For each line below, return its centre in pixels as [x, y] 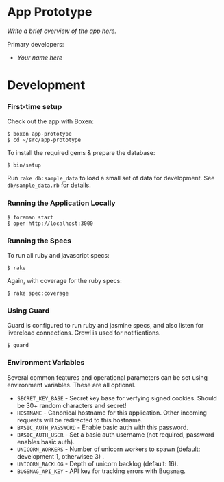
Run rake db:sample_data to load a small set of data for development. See [111, 178]
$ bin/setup [24, 165]
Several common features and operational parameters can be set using [107, 377]
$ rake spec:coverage [38, 293]
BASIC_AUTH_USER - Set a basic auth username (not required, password [115, 434]
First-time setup [35, 107]
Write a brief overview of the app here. [62, 31]
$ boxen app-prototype [39, 134]
